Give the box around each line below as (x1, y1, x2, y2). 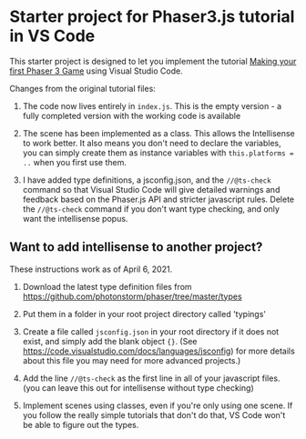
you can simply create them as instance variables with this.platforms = (22, 147, 294, 158)
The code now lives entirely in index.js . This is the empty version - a (22, 100, 282, 111)
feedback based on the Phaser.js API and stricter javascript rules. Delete (22, 194, 295, 205)
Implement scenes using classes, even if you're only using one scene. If (22, 400, 293, 411)
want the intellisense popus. (22, 213, 128, 224)
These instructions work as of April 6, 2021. (9, 264, 173, 274)
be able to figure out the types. (22, 419, 139, 430)
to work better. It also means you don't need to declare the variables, (22, 137, 282, 148)
